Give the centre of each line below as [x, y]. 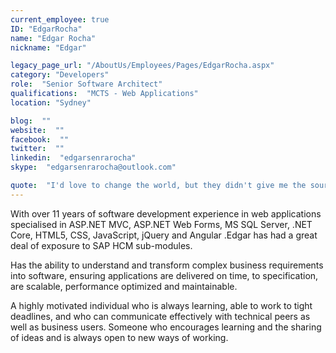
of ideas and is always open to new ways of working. [119, 337]
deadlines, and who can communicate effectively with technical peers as [160, 316]
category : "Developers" [60, 75]
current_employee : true [60, 19]
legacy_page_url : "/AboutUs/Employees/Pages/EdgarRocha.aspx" [142, 66]
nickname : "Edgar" [48, 47]
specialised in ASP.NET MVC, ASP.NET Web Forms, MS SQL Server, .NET [161, 224]
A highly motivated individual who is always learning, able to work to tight [161, 305]
